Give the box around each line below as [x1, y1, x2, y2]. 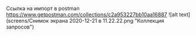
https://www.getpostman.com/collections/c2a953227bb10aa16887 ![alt [6, 11, 178, 18]
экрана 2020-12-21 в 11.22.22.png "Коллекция [50, 17, 164, 24]
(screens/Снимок [6, 17, 49, 24]
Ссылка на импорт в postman [6, 5, 80, 12]
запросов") [6, 23, 34, 30]
